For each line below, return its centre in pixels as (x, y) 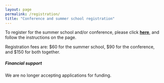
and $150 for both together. (33, 52)
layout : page (18, 9)
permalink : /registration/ (33, 14)
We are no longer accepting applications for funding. (58, 75)
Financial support (24, 63)
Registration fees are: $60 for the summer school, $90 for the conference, (80, 47)
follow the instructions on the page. (41, 37)
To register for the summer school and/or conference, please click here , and (82, 33)
